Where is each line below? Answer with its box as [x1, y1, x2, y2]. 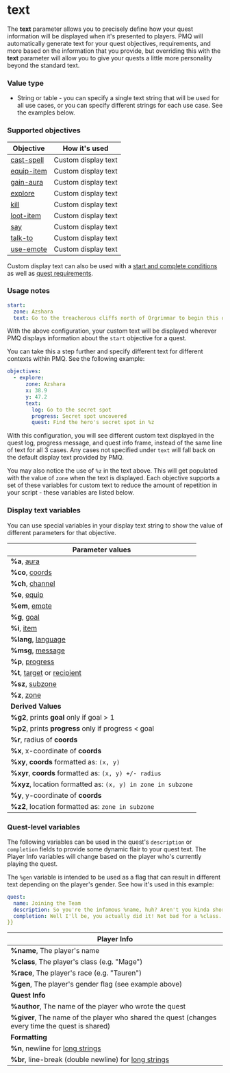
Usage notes [7, 286, 50, 296]
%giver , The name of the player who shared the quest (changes [10, 1013, 217, 1022]
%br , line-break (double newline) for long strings [10, 1055, 170, 1065]
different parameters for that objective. [7, 528, 116, 536]
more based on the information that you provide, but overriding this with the [7, 47, 221, 55]
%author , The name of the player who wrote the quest [10, 1002, 186, 1011]
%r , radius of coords [10, 735, 78, 744]
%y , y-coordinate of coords [10, 790, 102, 800]
